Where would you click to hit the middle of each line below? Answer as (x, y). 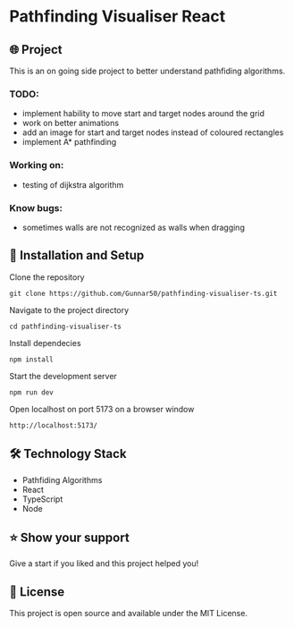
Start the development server (63, 376)
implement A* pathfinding (69, 142)
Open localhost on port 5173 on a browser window (102, 409)
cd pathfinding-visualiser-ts (66, 326)
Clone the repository (47, 277)
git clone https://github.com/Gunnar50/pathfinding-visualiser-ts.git (143, 293)
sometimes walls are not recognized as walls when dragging (134, 227)
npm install (31, 360)
